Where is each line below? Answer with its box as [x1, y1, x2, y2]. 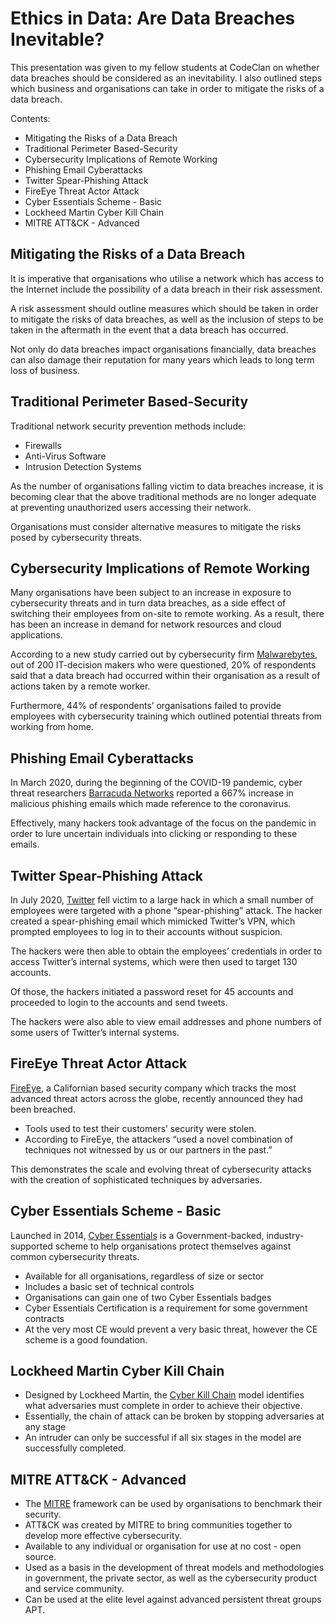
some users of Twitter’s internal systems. [10, 1027, 180, 1038]
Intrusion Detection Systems [24, 460, 142, 472]
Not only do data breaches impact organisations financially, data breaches [10, 343, 317, 355]
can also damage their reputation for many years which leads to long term [10, 353, 315, 366]
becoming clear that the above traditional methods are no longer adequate [10, 490, 317, 502]
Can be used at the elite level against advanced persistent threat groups [24, 1593, 322, 1606]
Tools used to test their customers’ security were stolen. [24, 1122, 257, 1134]
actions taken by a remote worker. [10, 680, 151, 692]
